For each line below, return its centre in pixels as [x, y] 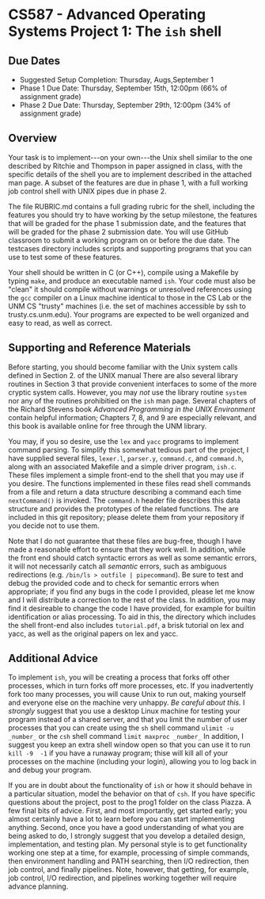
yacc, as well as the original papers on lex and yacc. [93, 633]
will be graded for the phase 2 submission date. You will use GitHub [118, 231]
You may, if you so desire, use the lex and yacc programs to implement [123, 441]
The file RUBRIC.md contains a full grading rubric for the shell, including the [132, 206]
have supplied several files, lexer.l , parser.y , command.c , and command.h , [126, 458]
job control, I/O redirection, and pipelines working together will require [123, 878]
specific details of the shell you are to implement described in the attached [130, 174]
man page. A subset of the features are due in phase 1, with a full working [128, 182]
